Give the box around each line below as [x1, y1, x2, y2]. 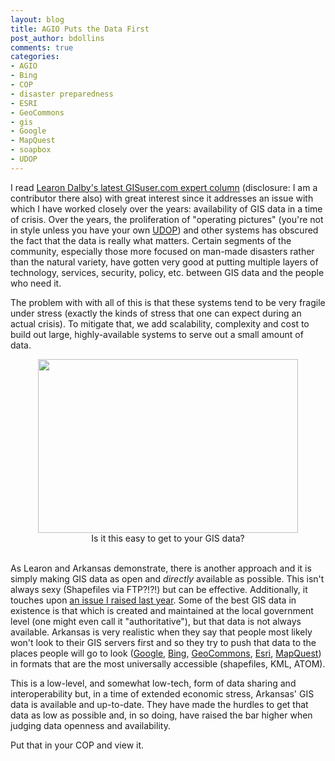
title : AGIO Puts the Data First [10, 24, 150, 34]
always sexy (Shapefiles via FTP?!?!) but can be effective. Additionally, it [10, 583, 308, 595]
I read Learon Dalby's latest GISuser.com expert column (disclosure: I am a [10, 181, 318, 193]
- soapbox [10, 145, 52, 155]
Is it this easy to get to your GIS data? [91, 532, 245, 544]
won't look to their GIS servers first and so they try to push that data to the [10, 636, 317, 648]
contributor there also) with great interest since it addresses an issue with [10, 192, 314, 204]
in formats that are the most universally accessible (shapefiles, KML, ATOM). [10, 657, 326, 670]
